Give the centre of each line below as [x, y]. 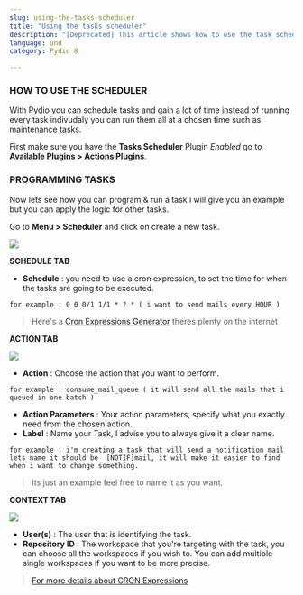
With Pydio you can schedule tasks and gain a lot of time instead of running [150, 110]
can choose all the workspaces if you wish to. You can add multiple [147, 553]
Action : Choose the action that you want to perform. [120, 373]
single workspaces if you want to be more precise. [116, 563]
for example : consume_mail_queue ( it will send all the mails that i [147, 389]
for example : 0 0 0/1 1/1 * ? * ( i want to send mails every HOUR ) [145, 304]
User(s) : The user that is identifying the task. [107, 534]
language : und [36, 43]
